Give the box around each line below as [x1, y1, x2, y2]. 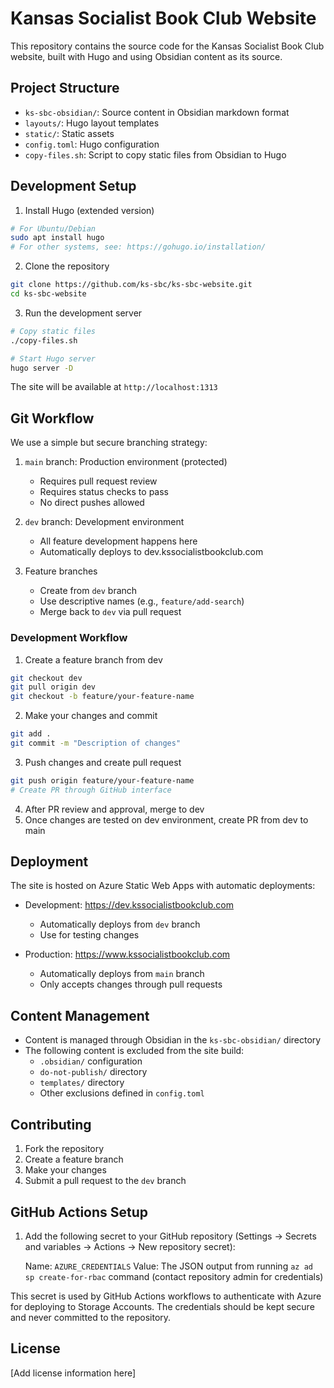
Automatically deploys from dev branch [39, 918, 201, 931]
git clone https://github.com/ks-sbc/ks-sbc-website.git [10, 280, 253, 290]
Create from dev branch [39, 585, 138, 597]
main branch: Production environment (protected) [24, 456, 228, 468]
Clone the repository [24, 260, 110, 272]
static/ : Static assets [24, 127, 115, 139]
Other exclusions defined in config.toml [39, 1087, 205, 1099]
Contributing [10, 1116, 92, 1133]
